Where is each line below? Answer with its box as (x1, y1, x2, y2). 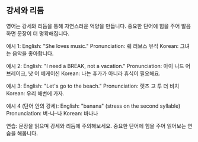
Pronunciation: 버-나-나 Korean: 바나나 (6, 109, 98, 117)
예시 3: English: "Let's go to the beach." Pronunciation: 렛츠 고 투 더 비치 (6, 82, 180, 89)
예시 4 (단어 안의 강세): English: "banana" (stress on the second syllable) (6, 102, 181, 109)
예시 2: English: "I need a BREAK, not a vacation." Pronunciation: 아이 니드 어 (6, 62, 191, 69)
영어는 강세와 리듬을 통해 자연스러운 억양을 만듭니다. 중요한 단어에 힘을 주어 (6, 22, 180, 30)
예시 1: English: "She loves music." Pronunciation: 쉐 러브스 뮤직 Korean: (6, 42, 179, 49)
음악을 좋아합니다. (12, 50, 54, 57)
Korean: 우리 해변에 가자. (6, 89, 65, 96)
